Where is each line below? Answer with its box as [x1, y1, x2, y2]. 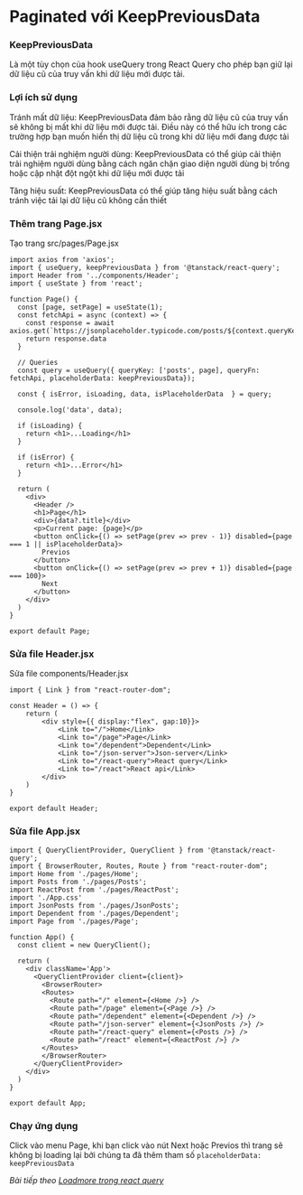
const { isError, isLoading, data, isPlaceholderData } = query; [17, 390, 272, 399]
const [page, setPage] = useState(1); [17, 303, 164, 313]
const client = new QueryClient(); [17, 940, 151, 949]
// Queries [17, 359, 59, 368]
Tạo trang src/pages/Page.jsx [9, 238, 119, 249]
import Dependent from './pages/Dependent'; [9, 909, 179, 918]
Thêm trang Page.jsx [9, 217, 103, 229]
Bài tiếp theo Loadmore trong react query [9, 1174, 164, 1185]
